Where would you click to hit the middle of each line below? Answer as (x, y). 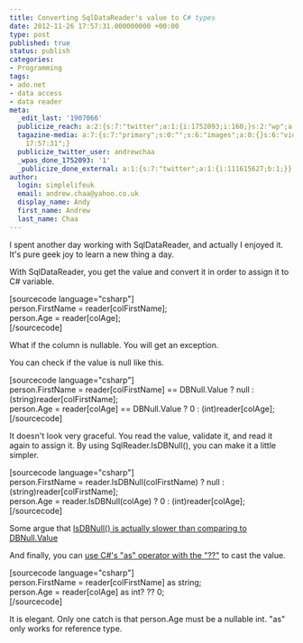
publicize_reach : (50, 127)
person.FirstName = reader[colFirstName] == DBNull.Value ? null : (132, 390)
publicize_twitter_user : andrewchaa (86, 152)
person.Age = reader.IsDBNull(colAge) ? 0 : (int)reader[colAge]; (127, 501)
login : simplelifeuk (56, 186)
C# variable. (32, 281)
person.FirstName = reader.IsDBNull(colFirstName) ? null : (117, 482)
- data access (36, 93)
